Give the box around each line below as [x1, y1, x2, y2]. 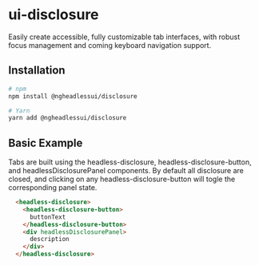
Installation [8, 64, 66, 77]
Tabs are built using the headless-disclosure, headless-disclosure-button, [8, 157, 252, 167]
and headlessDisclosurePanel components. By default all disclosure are [8, 166, 244, 176]
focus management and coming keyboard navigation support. [8, 40, 212, 49]
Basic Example [8, 136, 83, 149]
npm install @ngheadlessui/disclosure [8, 92, 137, 101]
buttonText [29, 213, 66, 221]
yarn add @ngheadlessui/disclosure [8, 114, 127, 122]
